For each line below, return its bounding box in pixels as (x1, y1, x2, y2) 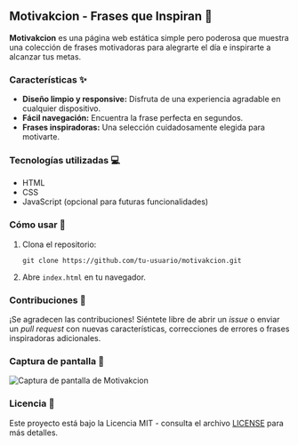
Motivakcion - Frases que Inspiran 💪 (9, 9, 213, 24)
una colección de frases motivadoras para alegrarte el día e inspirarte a (9, 42, 271, 52)
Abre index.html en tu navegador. (21, 272, 147, 282)
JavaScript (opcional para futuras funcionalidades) (21, 196, 209, 207)
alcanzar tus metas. (9, 51, 82, 62)
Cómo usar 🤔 (9, 219, 67, 231)
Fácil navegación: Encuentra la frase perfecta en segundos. (21, 113, 244, 123)
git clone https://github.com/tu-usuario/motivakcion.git (21, 256, 242, 265)
